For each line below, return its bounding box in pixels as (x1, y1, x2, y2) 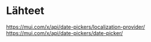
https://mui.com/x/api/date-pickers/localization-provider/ (6, 23, 146, 30)
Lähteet (6, 4, 45, 17)
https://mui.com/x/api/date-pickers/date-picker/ (6, 29, 123, 36)
